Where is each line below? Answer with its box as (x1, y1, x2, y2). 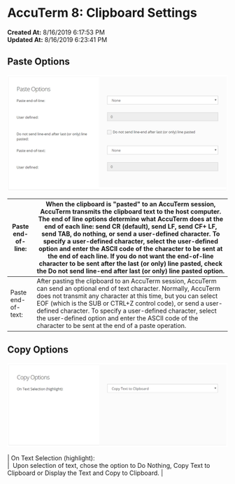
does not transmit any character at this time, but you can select (36, 292, 218, 300)
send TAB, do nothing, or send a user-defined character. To (41, 229, 220, 239)
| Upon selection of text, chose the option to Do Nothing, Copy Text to (7, 462, 211, 470)
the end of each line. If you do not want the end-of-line (48, 252, 214, 260)
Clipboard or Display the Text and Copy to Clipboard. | (7, 469, 164, 477)
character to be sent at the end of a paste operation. (36, 322, 187, 330)
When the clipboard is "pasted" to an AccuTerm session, (45, 200, 216, 208)
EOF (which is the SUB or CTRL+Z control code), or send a (36, 299, 205, 308)
